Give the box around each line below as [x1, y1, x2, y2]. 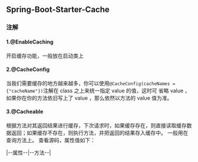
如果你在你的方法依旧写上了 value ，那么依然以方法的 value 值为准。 [6, 94, 173, 102]
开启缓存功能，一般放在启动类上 [6, 52, 84, 59]
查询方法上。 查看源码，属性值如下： [6, 136, 95, 143]
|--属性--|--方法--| [6, 149, 51, 156]
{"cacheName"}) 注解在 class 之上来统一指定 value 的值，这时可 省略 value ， [6, 87, 190, 94]
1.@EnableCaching [6, 38, 54, 45]
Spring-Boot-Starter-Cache [6, 5, 110, 15]
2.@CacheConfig [6, 66, 50, 73]
